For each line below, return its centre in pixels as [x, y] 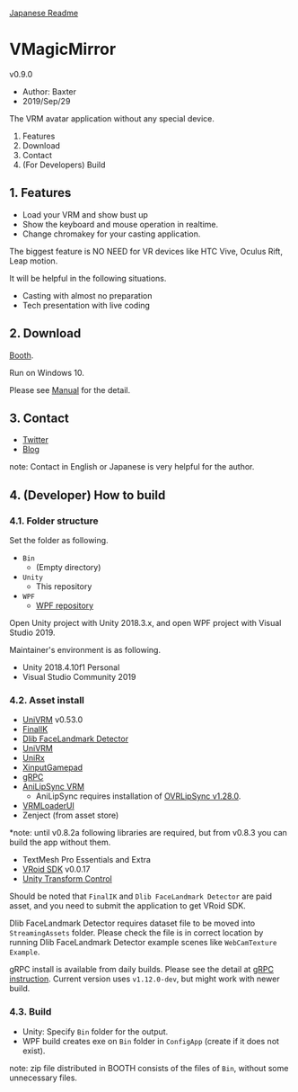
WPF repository [65, 605]
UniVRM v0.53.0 [53, 720]
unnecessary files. [44, 1078]
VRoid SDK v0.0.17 [56, 869]
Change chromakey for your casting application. [111, 234]
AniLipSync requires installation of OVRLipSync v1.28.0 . [138, 796]
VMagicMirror [63, 49]
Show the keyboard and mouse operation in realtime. [120, 224]
